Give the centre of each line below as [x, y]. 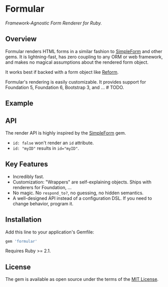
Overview [21, 39]
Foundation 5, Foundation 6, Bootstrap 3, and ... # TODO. [65, 87]
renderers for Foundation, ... [42, 187]
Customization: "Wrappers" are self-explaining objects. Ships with [82, 182]
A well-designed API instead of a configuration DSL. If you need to [82, 198]
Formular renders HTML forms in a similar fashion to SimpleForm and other [84, 51]
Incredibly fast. [28, 176]
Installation [23, 220]
